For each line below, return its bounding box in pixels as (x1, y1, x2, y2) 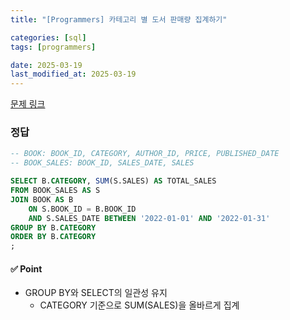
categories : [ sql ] (10, 32, 87, 43)
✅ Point (10, 262, 43, 275)
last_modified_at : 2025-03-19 (10, 69, 137, 80)
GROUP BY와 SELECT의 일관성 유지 (24, 287, 168, 299)
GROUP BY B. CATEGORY (10, 222, 97, 233)
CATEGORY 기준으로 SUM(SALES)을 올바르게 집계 (39, 299, 240, 311)
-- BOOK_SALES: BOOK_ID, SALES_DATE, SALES (10, 158, 195, 168)
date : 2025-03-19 (10, 60, 83, 70)
